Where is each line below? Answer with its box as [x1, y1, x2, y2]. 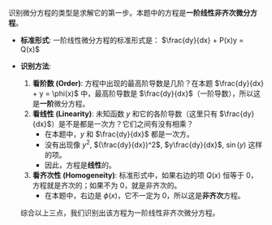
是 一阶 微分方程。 [32, 99, 90, 108]
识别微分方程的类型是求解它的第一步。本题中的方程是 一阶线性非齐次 [8, 8, 236, 17]
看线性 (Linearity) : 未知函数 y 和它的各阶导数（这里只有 [32, 109, 218, 119]
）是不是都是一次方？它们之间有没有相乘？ [51, 119, 194, 128]
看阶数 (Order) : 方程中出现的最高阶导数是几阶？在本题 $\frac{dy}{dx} [32, 79, 265, 88]
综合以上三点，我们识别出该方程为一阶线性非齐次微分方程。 [19, 207, 220, 218]
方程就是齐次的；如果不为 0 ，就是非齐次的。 [32, 180, 182, 190]
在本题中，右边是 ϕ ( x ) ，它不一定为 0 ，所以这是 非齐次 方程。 [44, 190, 245, 200]
